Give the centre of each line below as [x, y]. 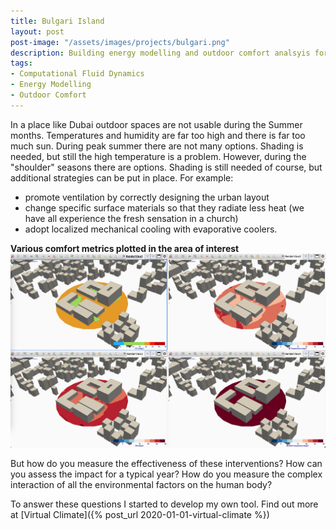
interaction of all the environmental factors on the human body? [141, 485]
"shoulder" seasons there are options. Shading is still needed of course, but [166, 167]
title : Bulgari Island [57, 21]
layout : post [37, 31]
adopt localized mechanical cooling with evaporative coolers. [151, 229]
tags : [21, 63]
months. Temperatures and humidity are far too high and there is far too [158, 135]
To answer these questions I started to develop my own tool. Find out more [164, 504]
